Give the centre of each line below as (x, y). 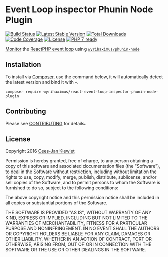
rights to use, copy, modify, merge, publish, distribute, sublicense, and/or (81, 177)
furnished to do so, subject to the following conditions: (62, 188)
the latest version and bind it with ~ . (42, 82)
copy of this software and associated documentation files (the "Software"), (83, 166)
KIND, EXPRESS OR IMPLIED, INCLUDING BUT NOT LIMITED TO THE (76, 218)
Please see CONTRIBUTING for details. (46, 123)
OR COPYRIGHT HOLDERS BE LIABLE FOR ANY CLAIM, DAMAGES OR (78, 234)
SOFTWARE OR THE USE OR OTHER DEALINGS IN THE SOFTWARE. (76, 250)
